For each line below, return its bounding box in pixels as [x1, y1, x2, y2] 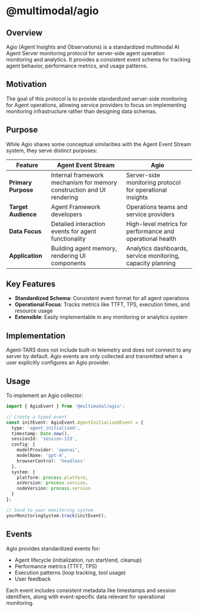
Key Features [6, 279, 56, 289]
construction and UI [51, 185, 106, 194]
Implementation [6, 330, 66, 341]
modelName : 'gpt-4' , [16, 453, 67, 459]
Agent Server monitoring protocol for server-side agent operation [6, 50, 165, 57]
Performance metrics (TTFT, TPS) [14, 562, 97, 569]
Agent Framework [51, 202, 101, 211]
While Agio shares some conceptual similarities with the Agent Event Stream [6, 140, 192, 147]
